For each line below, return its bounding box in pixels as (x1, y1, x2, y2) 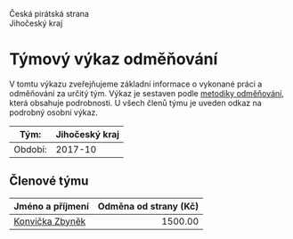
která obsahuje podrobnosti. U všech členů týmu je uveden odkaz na (9, 97, 263, 108)
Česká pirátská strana (9, 9, 89, 19)
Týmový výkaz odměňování (9, 49, 218, 70)
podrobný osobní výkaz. (9, 107, 98, 118)
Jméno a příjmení (13, 200, 89, 212)
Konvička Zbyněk (13, 215, 86, 227)
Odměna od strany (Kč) (97, 200, 199, 212)
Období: (13, 143, 47, 155)
